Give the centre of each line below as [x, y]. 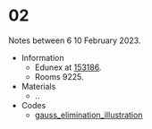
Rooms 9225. [59, 76]
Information [42, 57]
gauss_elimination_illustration [89, 115]
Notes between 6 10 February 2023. [75, 40]
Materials [38, 86]
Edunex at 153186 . [68, 67]
